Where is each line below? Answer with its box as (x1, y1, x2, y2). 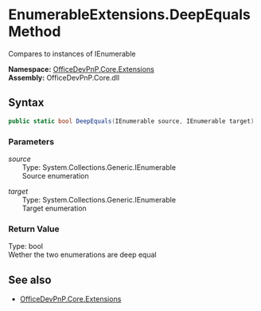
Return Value (8, 223, 60, 234)
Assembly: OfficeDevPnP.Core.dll (8, 73, 120, 82)
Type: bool (8, 242, 44, 251)
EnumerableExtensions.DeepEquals (8, 6, 251, 24)
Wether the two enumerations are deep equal (8, 250, 157, 260)
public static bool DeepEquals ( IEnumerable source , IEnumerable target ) (8, 117, 255, 125)
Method (8, 22, 61, 41)
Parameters (8, 136, 54, 147)
